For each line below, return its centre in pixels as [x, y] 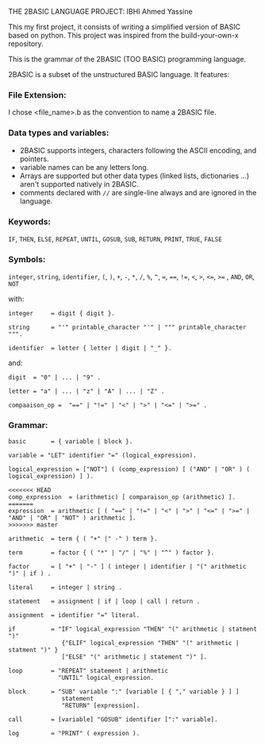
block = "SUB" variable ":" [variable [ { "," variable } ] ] [124, 692]
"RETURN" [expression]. [101, 706]
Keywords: [30, 222]
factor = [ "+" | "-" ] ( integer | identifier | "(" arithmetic [127, 567]
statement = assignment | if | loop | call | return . [104, 602]
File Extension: [37, 95]
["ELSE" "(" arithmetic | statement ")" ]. [134, 657]
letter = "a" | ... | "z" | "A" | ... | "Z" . [86, 392]
